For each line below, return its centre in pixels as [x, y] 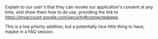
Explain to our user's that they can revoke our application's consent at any [79, 7]
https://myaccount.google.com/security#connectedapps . [63, 17]
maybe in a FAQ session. [30, 32]
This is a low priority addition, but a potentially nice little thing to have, [75, 26]
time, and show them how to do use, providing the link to [62, 12]
